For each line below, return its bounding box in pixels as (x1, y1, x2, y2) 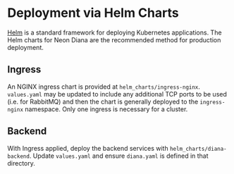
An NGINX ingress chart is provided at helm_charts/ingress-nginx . (7, 82, 201, 91)
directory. (7, 159, 35, 167)
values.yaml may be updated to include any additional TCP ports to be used (7, 89, 228, 98)
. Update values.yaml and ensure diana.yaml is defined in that (29, 151, 209, 160)
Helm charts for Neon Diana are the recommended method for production (7, 35, 221, 44)
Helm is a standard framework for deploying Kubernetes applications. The (7, 28, 222, 37)
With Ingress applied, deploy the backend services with (7, 144, 168, 152)
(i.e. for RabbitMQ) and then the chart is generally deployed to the (7, 97, 199, 106)
